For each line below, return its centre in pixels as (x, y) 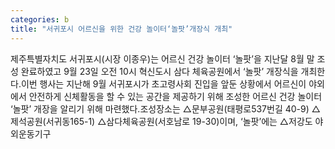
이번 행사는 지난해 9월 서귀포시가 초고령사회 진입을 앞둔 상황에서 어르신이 (163, 83)
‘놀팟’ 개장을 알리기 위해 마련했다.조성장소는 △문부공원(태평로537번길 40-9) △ (165, 108)
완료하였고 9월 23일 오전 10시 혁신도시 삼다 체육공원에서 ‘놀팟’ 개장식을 (159, 71)
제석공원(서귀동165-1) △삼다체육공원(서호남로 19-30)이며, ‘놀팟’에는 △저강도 (161, 121)
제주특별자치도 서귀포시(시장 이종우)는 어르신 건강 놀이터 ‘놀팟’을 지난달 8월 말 (162, 58)
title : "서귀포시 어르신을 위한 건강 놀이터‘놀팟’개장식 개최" (121, 29)
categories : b (40, 19)
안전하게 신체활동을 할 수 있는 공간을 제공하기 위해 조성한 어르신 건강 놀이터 (175, 96)
